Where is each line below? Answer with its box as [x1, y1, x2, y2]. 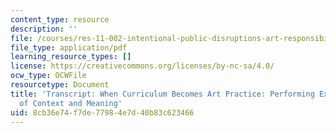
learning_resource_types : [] [10, 52, 132, 62]
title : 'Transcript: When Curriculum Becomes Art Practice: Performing [10, 89, 315, 99]
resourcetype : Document [10, 80, 110, 90]
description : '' [10, 24, 78, 34]
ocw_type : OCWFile [10, 71, 87, 81]
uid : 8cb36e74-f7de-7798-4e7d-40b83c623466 [10, 107, 195, 118]
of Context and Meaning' [19, 98, 123, 108]
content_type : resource [10, 14, 110, 25]
